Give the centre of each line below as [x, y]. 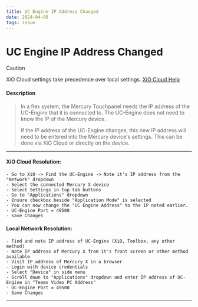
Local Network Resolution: [39, 228]
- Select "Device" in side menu [46, 272]
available [18, 257]
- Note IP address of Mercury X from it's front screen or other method [97, 252]
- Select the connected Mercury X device [58, 184]
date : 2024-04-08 [27, 17]
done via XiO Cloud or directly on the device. [75, 143]
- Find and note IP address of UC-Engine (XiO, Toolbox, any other [91, 241]
